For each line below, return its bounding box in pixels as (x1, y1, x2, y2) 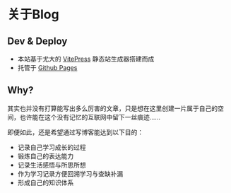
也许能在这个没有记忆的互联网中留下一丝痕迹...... (19, 112, 161, 121)
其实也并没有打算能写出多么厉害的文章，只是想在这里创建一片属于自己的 (7, 104, 218, 112)
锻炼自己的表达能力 (17, 151, 74, 160)
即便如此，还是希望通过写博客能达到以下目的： (7, 128, 143, 136)
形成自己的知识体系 (17, 178, 74, 187)
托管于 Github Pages (17, 64, 78, 71)
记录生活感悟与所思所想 (17, 160, 86, 169)
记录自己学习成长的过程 (17, 143, 86, 151)
